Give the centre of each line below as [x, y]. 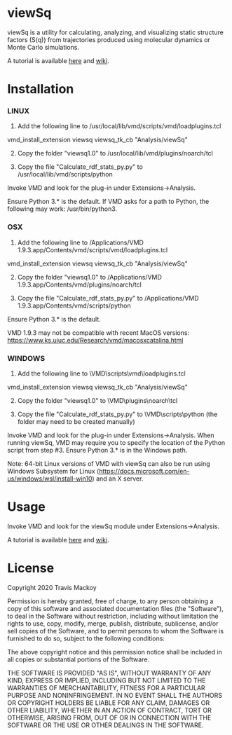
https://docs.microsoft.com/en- [144, 472]
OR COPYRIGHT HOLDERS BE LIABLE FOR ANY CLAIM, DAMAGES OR [109, 703]
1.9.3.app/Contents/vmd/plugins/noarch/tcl [80, 284]
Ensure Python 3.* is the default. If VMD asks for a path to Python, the [108, 202]
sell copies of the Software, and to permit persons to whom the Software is [116, 631]
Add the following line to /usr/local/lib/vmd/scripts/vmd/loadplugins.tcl [119, 126]
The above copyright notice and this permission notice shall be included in [115, 652]
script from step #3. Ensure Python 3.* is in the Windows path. [97, 451]
